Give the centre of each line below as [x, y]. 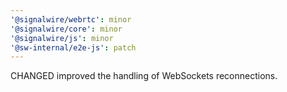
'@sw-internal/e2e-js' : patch [73, 47]
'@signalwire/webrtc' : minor [71, 19]
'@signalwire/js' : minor [62, 38]
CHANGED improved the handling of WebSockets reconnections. [144, 76]
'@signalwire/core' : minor [66, 29]
